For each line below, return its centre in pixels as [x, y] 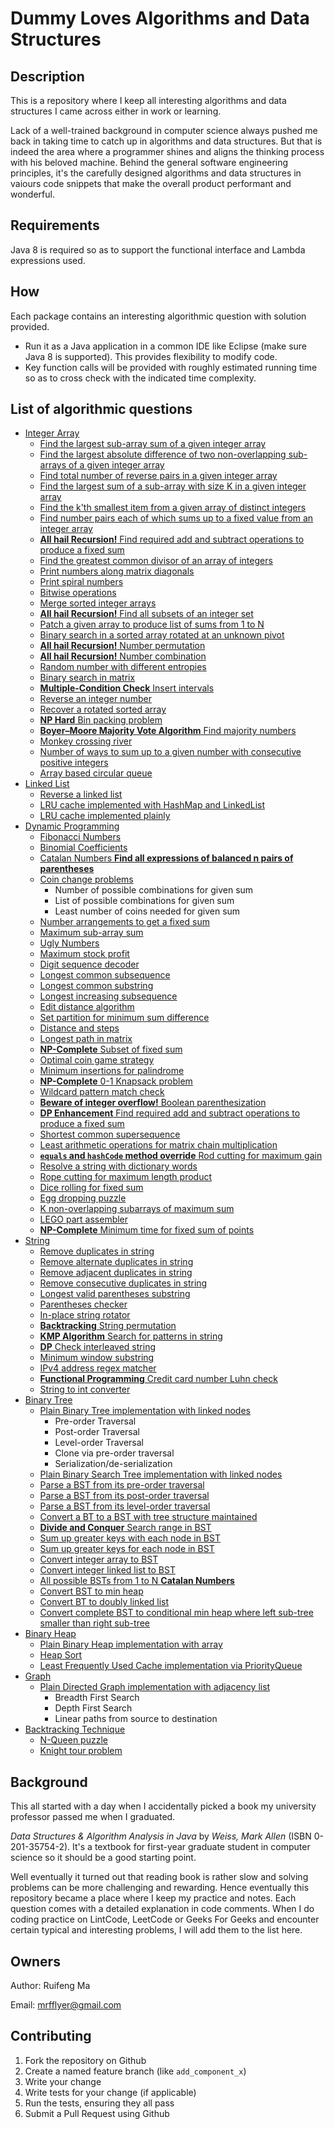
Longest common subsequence [105, 975]
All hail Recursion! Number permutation [122, 646]
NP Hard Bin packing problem [101, 720]
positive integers [74, 763]
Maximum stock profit [84, 954]
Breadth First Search [97, 1698]
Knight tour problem [81, 1751]
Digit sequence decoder [89, 964]
